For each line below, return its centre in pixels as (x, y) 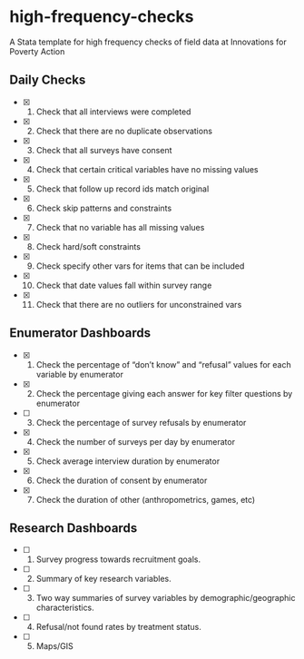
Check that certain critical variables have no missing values (147, 169)
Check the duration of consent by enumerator (122, 480)
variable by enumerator (80, 374)
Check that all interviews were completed (113, 112)
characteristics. (65, 608)
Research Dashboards (74, 528)
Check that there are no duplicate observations (124, 131)
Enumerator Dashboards (80, 333)
